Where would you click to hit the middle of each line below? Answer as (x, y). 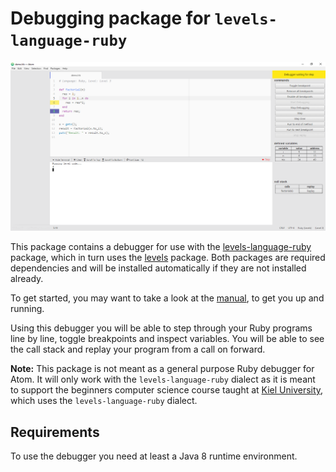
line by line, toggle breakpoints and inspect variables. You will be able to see (167, 339)
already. (27, 279)
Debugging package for (110, 18)
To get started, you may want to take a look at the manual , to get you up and (167, 298)
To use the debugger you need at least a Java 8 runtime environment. (154, 456)
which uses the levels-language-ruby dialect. (104, 401)
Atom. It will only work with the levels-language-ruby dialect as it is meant (163, 379)
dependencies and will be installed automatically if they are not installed (158, 268)
